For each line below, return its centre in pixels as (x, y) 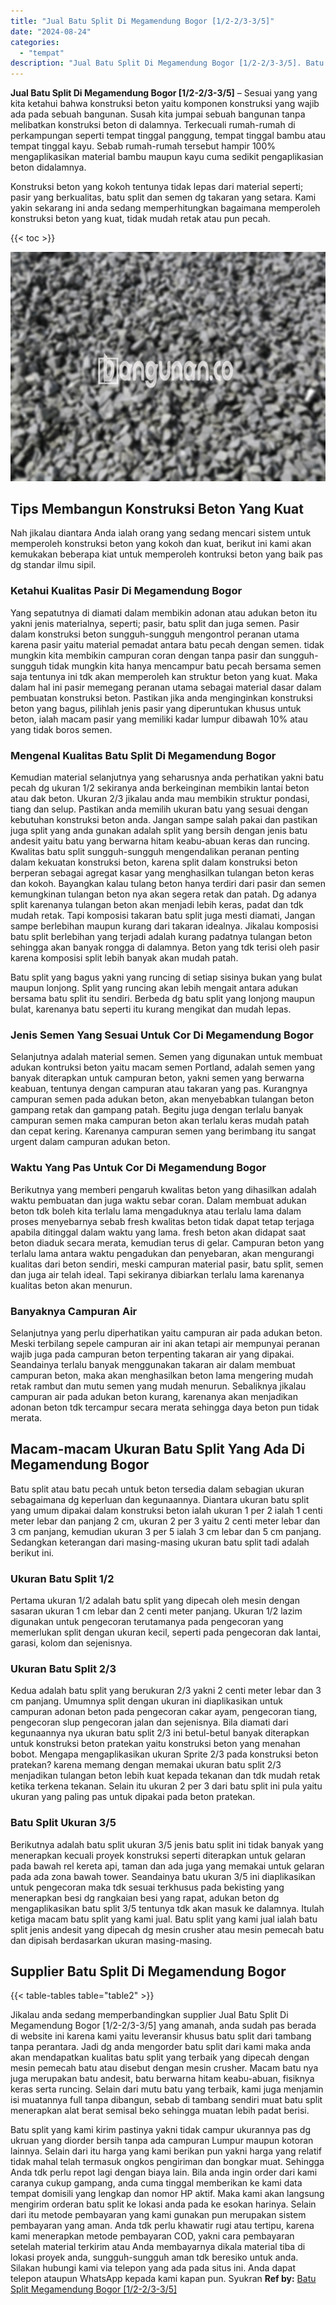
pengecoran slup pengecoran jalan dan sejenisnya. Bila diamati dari (149, 1722)
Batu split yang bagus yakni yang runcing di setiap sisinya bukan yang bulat (166, 977)
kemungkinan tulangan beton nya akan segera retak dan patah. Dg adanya (163, 894)
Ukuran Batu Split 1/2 (62, 1578)
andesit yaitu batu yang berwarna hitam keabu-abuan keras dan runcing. (160, 841)
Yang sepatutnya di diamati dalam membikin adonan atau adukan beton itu (164, 612)
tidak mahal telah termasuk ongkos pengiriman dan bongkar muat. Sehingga (167, 2162)
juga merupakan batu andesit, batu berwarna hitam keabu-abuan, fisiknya (162, 2079)
